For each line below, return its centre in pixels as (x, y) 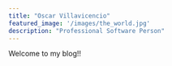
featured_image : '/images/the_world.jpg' (80, 23)
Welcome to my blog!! (45, 54)
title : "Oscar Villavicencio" (60, 16)
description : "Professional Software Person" (86, 31)
